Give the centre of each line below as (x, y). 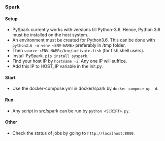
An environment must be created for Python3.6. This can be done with (83, 40)
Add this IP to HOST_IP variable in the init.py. (58, 66)
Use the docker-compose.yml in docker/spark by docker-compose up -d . (85, 88)
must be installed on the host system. (50, 35)
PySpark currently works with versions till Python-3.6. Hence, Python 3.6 (86, 30)
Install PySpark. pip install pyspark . (50, 56)
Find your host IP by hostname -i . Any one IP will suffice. (69, 61)
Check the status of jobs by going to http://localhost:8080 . (73, 133)
